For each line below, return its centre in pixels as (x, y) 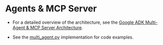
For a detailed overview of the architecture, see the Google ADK (78, 22)
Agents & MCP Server (51, 9)
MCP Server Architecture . (56, 27)
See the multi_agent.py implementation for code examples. (73, 37)
